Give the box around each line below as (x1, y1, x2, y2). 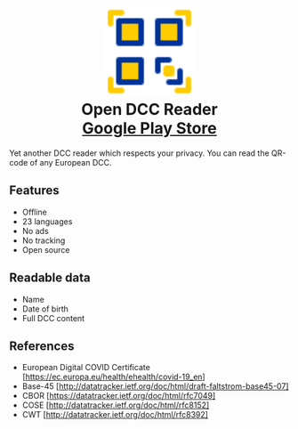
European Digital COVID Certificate (21, 362, 151, 373)
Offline (21, 206, 47, 217)
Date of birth (21, 304, 69, 314)
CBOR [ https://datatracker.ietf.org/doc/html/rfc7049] (21, 391, 216, 401)
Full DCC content (21, 312, 85, 323)
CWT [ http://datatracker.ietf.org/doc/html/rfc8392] (21, 409, 209, 420)
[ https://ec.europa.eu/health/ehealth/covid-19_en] (21, 371, 206, 383)
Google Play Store (82, 118, 217, 139)
